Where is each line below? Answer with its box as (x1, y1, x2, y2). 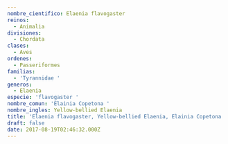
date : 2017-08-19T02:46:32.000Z (7, 126, 100, 133)
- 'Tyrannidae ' (13, 74, 60, 82)
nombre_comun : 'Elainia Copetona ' (7, 100, 110, 107)
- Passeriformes (13, 62, 60, 69)
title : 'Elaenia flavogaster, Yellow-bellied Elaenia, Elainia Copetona (7, 113, 222, 120)
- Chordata (13, 36, 45, 43)
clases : (7, 42, 30, 49)
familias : (7, 68, 36, 75)
